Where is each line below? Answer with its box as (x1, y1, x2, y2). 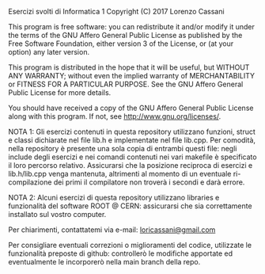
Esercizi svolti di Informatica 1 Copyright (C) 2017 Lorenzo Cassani (8, 7, 225, 16)
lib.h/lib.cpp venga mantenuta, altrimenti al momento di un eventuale (8, 169, 232, 178)
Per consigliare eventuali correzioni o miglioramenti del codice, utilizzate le (8, 241, 252, 249)
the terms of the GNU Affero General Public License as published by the (8, 31, 243, 40)
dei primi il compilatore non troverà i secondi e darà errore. (53, 177, 245, 187)
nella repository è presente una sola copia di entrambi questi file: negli (8, 144, 237, 153)
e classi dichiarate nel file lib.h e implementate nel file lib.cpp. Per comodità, (8, 135, 256, 145)
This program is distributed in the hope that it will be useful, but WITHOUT (8, 63, 250, 72)
